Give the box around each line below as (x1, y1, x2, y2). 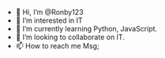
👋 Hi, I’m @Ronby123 (15, 8, 84, 16)
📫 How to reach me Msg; (15, 42, 100, 50)
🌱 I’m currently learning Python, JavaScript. (15, 24, 158, 33)
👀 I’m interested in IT (15, 16, 83, 25)
